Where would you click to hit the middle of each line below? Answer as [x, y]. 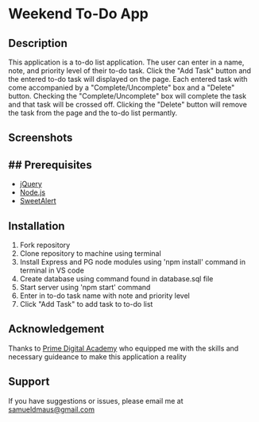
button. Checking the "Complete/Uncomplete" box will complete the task [128, 96]
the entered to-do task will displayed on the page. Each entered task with [128, 79]
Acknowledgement [56, 329]
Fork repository [45, 245]
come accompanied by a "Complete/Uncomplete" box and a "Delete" [122, 87]
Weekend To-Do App [79, 14]
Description [38, 43]
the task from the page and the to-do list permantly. [93, 113]
